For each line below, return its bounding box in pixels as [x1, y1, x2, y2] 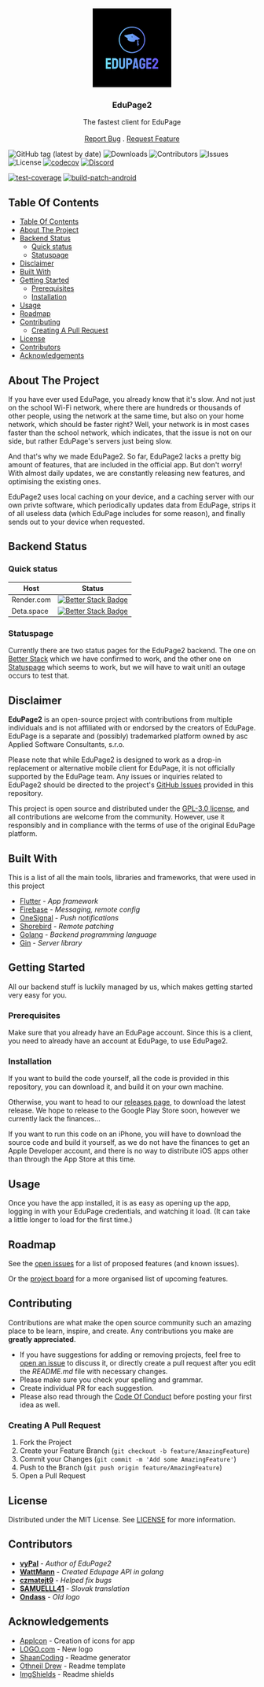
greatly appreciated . [8, 1334, 76, 1343]
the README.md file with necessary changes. [19, 1366, 168, 1376]
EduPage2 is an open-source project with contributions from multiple [8, 715, 233, 724]
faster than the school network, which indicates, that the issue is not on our [8, 428, 252, 437]
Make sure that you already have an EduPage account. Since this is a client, [8, 1028, 253, 1038]
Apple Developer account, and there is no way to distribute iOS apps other [8, 1146, 249, 1156]
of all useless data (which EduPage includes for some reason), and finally [8, 508, 246, 518]
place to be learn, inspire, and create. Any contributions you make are [8, 1326, 234, 1336]
